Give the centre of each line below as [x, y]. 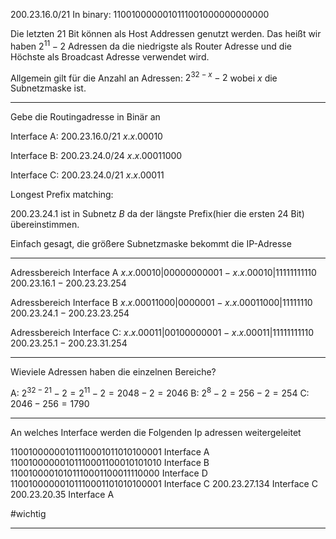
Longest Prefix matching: [62, 195]
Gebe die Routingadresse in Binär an [85, 117]
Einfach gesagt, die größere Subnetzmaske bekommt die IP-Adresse [151, 244]
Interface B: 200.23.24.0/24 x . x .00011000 [96, 156]
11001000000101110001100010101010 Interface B [110, 462]
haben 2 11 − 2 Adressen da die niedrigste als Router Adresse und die [151, 45]
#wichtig [28, 513]
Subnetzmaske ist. [48, 88]
